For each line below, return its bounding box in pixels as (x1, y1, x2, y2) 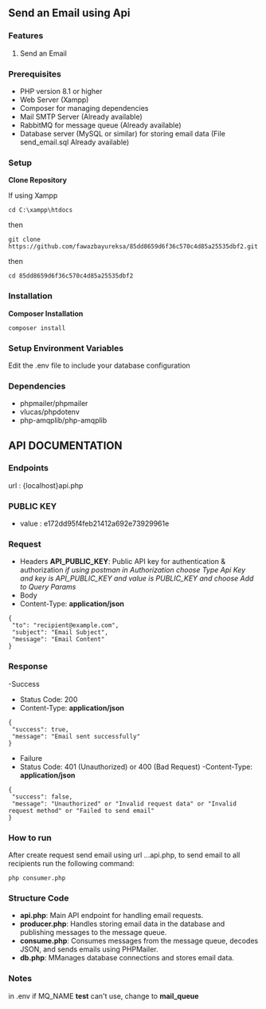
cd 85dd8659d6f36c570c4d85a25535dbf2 (8, 272, 134, 280)
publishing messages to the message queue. (19, 928, 167, 937)
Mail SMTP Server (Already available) (19, 112, 143, 121)
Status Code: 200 (19, 694, 78, 704)
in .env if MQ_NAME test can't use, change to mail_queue (8, 991, 199, 1000)
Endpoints (8, 463, 49, 474)
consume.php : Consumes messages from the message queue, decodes (19, 936, 259, 946)
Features (8, 30, 44, 41)
